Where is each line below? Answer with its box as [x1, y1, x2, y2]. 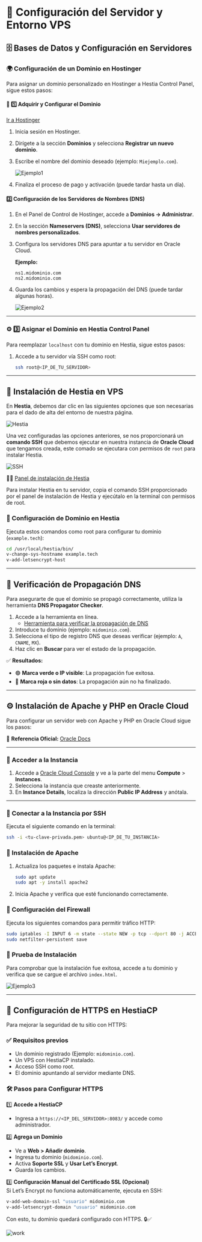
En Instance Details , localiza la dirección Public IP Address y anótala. [14, 789, 188, 796]
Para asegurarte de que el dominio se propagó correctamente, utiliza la [6, 595, 183, 602]
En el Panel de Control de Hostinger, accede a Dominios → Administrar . [14, 211, 194, 218]
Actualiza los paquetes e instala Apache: [14, 862, 116, 870]
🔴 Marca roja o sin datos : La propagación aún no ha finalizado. [14, 678, 171, 685]
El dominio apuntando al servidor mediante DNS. [14, 1069, 136, 1076]
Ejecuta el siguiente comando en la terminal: [6, 823, 116, 830]
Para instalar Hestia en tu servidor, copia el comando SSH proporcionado [6, 487, 188, 494]
